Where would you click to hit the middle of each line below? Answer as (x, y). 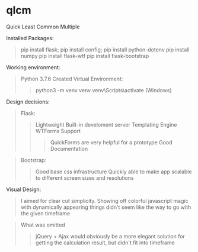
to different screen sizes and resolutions (84, 177)
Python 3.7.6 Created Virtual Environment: (72, 79)
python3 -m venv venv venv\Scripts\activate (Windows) (103, 90)
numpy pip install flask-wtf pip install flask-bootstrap (85, 56)
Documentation (69, 148)
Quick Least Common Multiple (43, 27)
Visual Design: (24, 189)
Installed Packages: (30, 38)
